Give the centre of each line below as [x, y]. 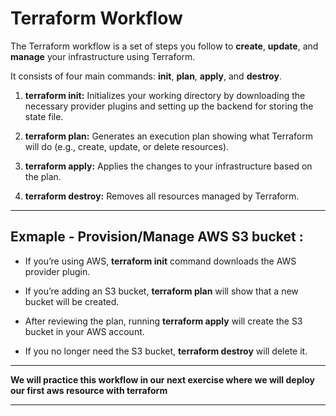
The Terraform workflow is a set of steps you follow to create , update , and [164, 46]
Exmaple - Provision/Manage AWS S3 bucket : [157, 237]
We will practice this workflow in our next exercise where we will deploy [163, 379]
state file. [44, 116]
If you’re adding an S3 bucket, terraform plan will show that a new [161, 291]
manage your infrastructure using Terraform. [103, 56]
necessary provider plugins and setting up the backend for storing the [169, 106]
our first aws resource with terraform [89, 390]
